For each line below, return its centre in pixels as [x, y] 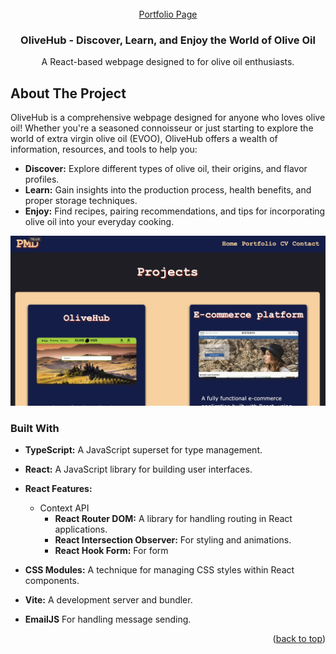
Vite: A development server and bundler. [108, 600]
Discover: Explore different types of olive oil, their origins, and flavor [166, 169]
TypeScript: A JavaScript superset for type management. [143, 450]
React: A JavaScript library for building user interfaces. [138, 469]
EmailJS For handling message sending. [108, 619]
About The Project [68, 93]
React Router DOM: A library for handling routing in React [173, 519]
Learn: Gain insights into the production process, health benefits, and [168, 190]
